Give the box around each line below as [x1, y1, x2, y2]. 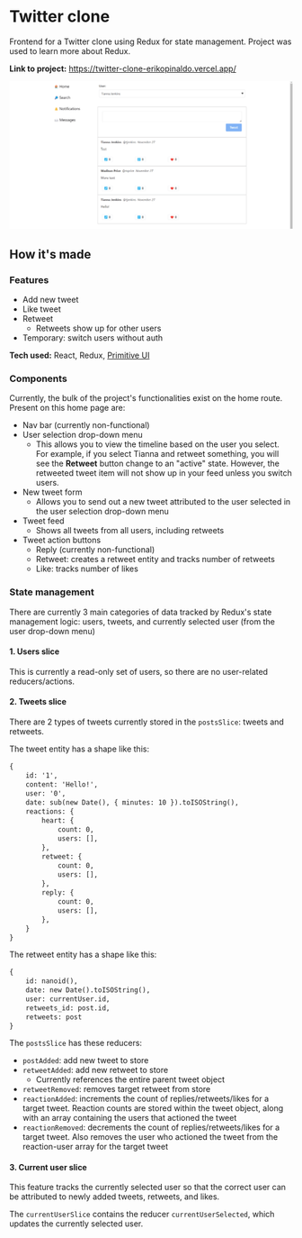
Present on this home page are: [9, 403, 126, 414]
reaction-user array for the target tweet [22, 1141, 169, 1152]
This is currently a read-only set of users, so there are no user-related [9, 666, 268, 677]
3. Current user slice [9, 1161, 87, 1172]
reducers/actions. [9, 676, 75, 687]
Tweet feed [22, 515, 65, 526]
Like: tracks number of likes [35, 563, 139, 574]
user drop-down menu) [9, 625, 96, 636]
